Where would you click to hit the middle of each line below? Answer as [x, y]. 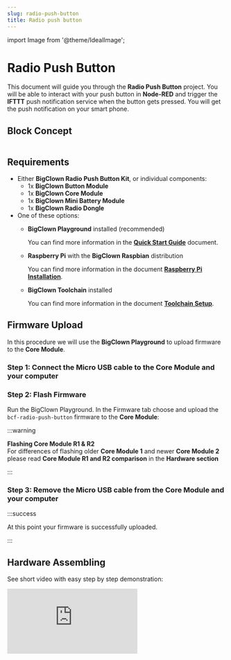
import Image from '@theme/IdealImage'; [66, 40]
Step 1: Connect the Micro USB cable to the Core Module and [111, 367]
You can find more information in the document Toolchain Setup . [121, 304]
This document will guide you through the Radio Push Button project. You [113, 87]
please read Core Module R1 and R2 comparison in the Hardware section [113, 459]
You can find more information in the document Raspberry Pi [115, 269]
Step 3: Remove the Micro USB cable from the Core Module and [116, 490]
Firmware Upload [45, 325]
